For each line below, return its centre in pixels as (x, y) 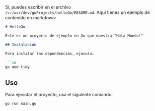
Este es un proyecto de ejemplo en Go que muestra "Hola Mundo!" (74, 36)
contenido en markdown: (31, 18)
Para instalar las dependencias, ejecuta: (50, 54)
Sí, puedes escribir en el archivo (38, 7)
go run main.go (21, 104)
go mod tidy (17, 67)
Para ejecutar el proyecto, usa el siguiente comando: (59, 95)
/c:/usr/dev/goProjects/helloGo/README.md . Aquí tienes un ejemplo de (77, 12)
